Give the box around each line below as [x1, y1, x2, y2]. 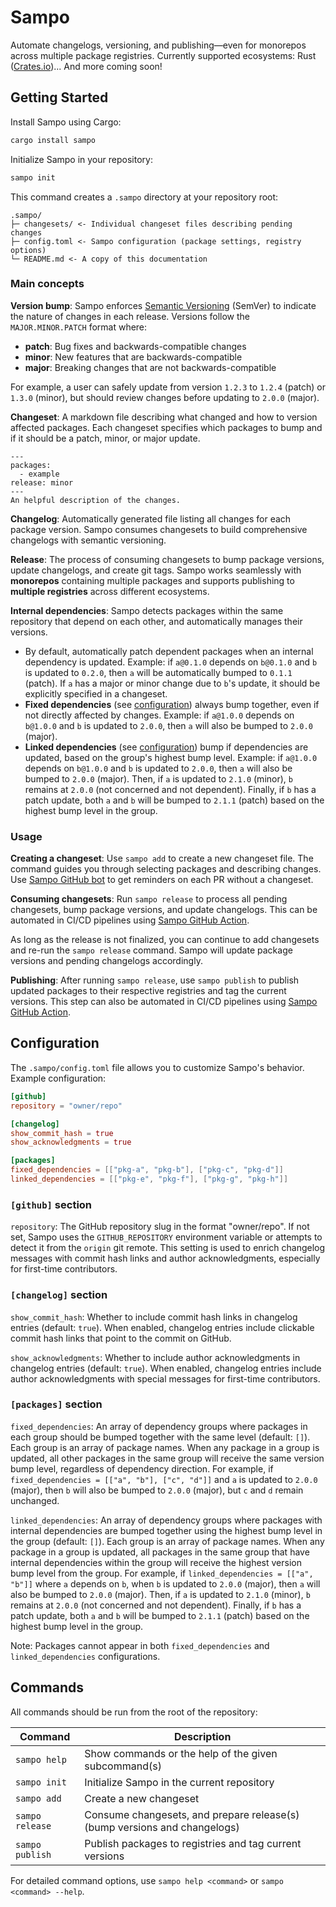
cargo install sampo [10, 135, 97, 145]
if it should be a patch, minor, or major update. [10, 432, 201, 444]
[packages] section [10, 1397, 103, 1411]
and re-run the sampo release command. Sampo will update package [10, 944, 293, 956]
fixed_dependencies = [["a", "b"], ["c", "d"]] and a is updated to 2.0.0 [10, 1473, 318, 1485]
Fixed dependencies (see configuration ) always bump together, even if [24, 698, 320, 710]
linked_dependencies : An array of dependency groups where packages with [10, 1514, 323, 1526]
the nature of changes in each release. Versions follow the [10, 310, 250, 322]
